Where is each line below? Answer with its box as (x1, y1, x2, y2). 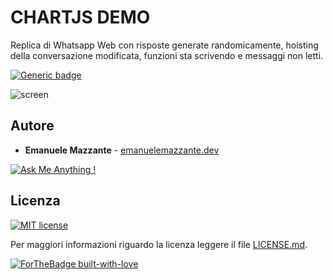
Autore (10, 117, 55, 135)
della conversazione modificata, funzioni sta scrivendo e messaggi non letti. (10, 49, 324, 61)
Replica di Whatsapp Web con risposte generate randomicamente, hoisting (10, 39, 319, 51)
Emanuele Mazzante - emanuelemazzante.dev (24, 144, 220, 156)
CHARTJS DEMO (10, 6, 151, 29)
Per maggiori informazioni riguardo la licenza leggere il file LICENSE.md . (10, 238, 308, 250)
